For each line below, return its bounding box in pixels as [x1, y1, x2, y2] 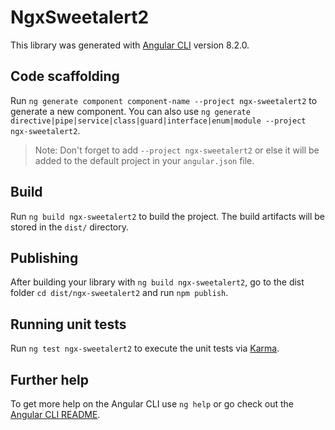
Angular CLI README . [10, 409, 101, 420]
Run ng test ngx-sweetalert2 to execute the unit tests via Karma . [10, 342, 280, 355]
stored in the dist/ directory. [10, 221, 130, 233]
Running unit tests [10, 316, 127, 333]
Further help [10, 371, 90, 388]
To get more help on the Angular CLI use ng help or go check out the [10, 398, 294, 410]
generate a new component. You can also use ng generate [10, 105, 251, 117]
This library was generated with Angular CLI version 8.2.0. [10, 39, 250, 51]
